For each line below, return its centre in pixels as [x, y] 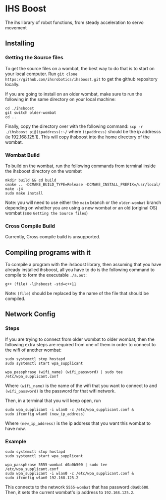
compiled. [15, 299]
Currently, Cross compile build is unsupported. [53, 237]
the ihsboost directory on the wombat [44, 171]
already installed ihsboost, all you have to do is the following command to [80, 270]
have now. [16, 428]
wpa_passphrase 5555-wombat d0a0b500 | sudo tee [56, 465]
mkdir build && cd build [31, 180]
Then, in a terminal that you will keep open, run [53, 400]
